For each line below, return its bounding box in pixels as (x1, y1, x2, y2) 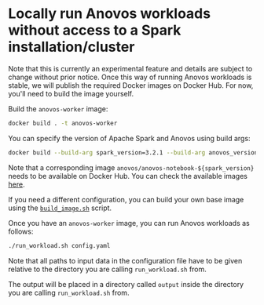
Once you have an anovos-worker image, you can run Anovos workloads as (8, 218, 250, 227)
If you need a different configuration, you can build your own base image (8, 194, 244, 204)
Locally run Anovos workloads (8, 5, 211, 23)
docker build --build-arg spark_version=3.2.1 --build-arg (8, 148, 206, 157)
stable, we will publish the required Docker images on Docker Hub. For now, (8, 80, 254, 90)
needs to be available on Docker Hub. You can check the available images (8, 171, 247, 180)
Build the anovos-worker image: (8, 103, 108, 114)
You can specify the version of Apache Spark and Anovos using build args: (8, 133, 251, 143)
